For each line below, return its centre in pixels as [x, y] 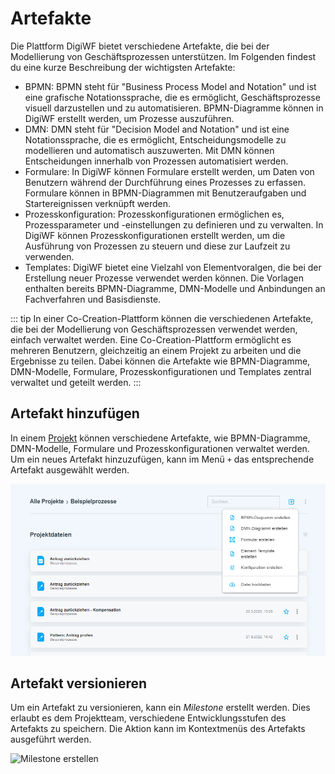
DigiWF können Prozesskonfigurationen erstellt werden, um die [155, 235]
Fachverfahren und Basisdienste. [93, 299]
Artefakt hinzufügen [75, 413]
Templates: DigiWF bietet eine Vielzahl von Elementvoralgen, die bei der [173, 267]
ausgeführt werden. [51, 739]
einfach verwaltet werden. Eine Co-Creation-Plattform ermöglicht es [151, 339]
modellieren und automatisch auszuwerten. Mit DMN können [149, 150]
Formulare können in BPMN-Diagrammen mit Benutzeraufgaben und [165, 193]
